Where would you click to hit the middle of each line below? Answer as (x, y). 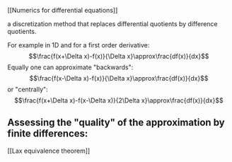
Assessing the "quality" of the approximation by (116, 123)
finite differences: (48, 134)
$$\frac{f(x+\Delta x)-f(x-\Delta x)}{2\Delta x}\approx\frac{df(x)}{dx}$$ (119, 100)
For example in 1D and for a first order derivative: (79, 45)
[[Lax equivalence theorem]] (49, 151)
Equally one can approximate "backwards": (70, 67)
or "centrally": (28, 89)
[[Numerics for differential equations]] (63, 10)
